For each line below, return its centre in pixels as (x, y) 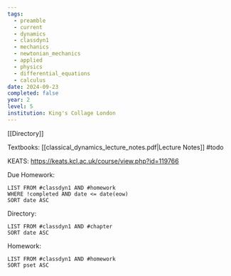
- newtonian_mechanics (47, 54)
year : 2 (19, 100)
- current (28, 27)
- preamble (30, 21)
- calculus (30, 80)
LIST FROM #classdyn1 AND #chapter (60, 226)
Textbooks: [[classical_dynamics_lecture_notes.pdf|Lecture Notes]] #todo (116, 147)
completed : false (33, 93)
